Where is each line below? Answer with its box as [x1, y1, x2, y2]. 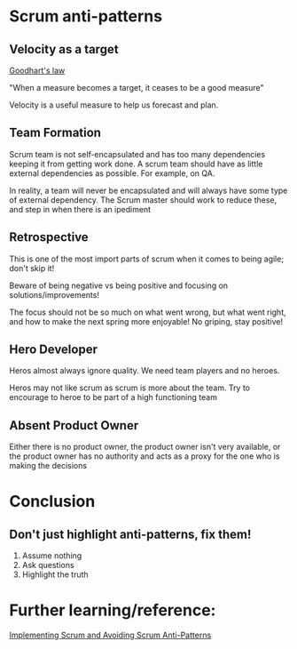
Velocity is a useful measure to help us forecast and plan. [9, 100, 219, 110]
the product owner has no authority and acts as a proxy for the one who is [9, 451, 280, 461]
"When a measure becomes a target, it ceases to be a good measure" [9, 83, 264, 92]
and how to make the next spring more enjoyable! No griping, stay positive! [9, 316, 284, 326]
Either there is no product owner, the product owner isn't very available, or [9, 442, 281, 453]
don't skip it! [9, 262, 55, 273]
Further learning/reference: [9, 600, 216, 621]
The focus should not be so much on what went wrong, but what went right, [9, 307, 286, 317]
